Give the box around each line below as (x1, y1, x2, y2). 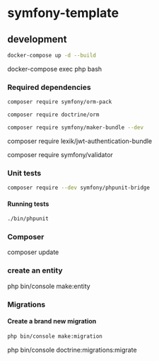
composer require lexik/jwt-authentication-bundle (7, 137, 153, 145)
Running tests (7, 200, 49, 208)
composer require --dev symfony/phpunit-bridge (7, 184, 151, 192)
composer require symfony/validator (7, 150, 113, 159)
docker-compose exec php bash (7, 64, 102, 73)
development (7, 33, 67, 45)
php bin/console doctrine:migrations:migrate (7, 345, 137, 354)
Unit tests (7, 168, 42, 178)
